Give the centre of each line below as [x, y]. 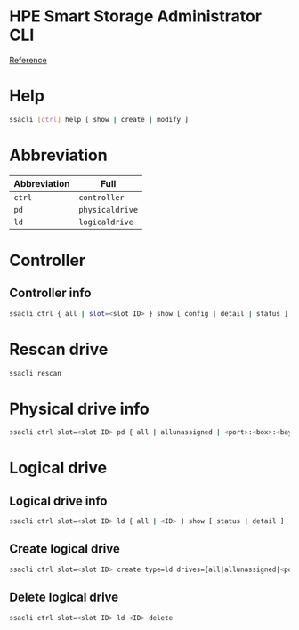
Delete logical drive [64, 598]
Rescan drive [59, 349]
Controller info [50, 293]
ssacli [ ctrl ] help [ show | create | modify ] [99, 119]
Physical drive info [79, 409]
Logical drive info [58, 501]
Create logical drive [65, 549]
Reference [28, 60]
